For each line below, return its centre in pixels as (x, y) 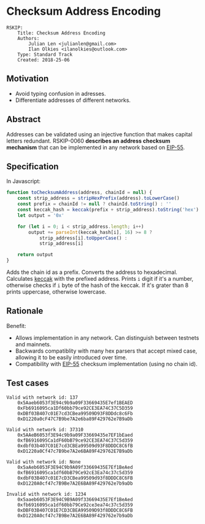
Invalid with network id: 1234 (46, 494)
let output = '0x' (41, 215)
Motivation (28, 79)
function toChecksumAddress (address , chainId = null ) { (79, 193)
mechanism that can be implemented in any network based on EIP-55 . (96, 147)
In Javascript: (24, 181)
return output (35, 255)
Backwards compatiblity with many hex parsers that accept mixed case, (106, 351)
